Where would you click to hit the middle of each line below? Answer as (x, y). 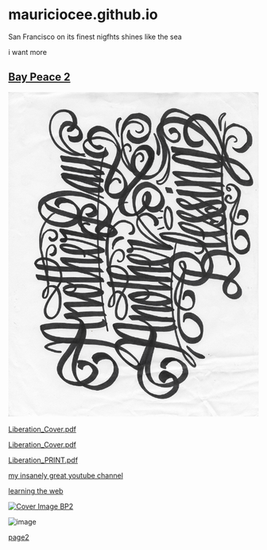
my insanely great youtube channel (66, 476)
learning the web (36, 491)
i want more (28, 52)
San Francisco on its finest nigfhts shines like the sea (95, 37)
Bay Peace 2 (39, 77)
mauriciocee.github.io (83, 15)
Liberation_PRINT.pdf (43, 460)
